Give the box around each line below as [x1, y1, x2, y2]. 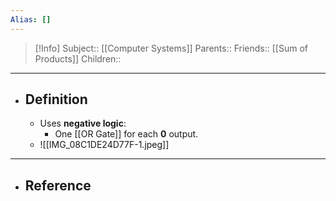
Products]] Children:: [34, 52, 122, 65]
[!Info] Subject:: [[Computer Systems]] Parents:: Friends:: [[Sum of [34, 42, 308, 54]
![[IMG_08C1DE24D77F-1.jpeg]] [39, 139, 170, 151]
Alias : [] [10, 14, 52, 25]
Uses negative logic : [39, 117, 127, 130]
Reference [24, 177, 92, 194]
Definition [24, 91, 88, 108]
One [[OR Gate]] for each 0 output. [54, 128, 199, 140]
